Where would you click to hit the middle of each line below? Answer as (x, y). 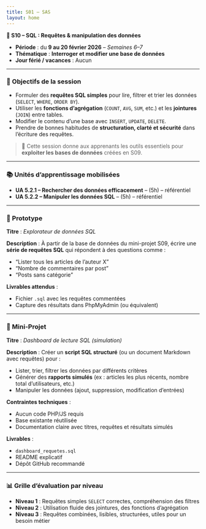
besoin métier (32, 520)
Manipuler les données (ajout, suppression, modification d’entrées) (100, 390)
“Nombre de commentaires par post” (62, 268)
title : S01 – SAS (29, 12)
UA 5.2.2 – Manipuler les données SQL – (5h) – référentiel (89, 197)
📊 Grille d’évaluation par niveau (55, 485)
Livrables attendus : (32, 287)
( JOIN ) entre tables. (39, 115)
